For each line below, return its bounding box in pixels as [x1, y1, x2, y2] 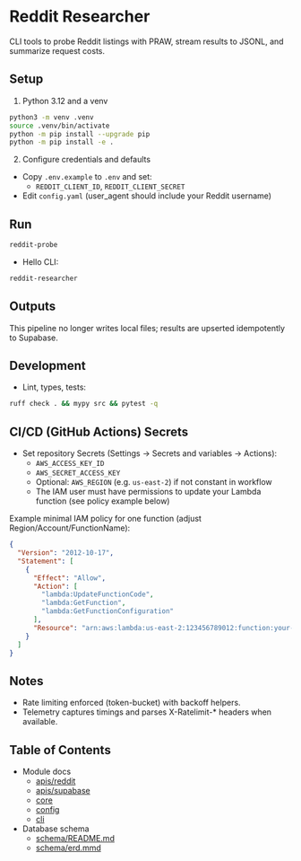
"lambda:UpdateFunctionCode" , [41, 590, 154, 599]
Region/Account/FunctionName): [9, 523, 131, 533]
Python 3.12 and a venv [21, 95, 108, 106]
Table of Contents [9, 742, 112, 758]
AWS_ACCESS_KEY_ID [35, 460, 105, 469]
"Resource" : [32, 623, 78, 632]
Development [9, 358, 87, 373]
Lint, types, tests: [21, 382, 87, 392]
